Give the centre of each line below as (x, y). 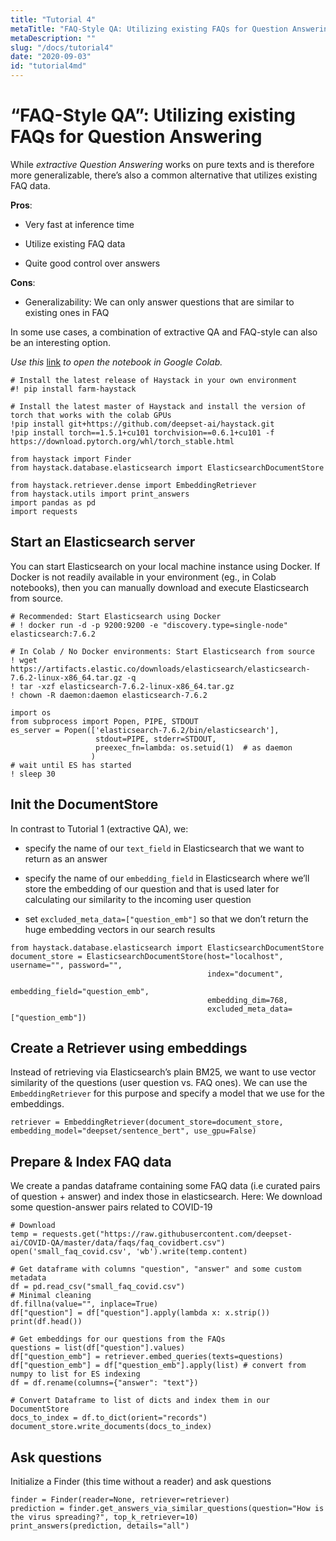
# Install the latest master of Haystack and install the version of (158, 406)
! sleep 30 (33, 774)
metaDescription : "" (53, 38)
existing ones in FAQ (67, 312)
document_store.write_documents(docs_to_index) (111, 1427)
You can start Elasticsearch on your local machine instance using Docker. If (165, 566)
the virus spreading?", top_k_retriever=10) (104, 1517)
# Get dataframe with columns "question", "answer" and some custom (156, 1269)
